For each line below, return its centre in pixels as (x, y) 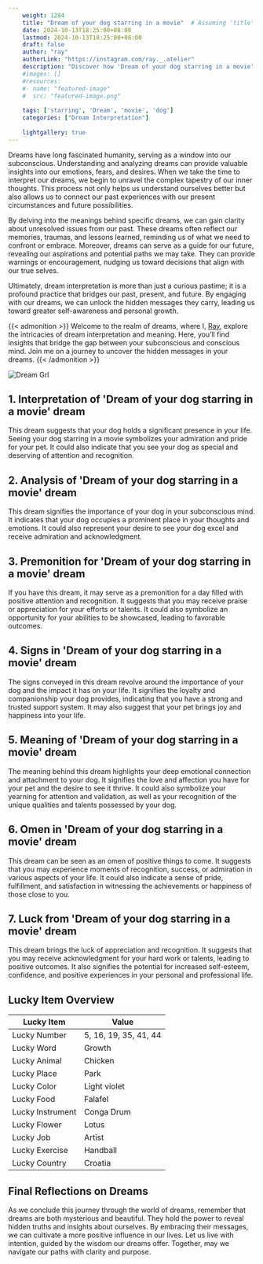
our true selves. (33, 270)
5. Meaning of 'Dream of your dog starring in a (123, 740)
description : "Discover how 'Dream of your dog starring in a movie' (139, 67)
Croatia (97, 1163)
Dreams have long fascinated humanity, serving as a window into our (120, 155)
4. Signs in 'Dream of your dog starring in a (115, 651)
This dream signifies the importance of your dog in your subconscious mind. (131, 511)
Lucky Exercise (40, 1151)
